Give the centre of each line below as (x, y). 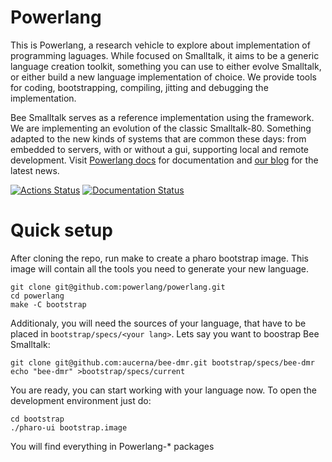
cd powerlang (37, 296)
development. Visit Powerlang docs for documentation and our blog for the (164, 160)
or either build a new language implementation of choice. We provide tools (163, 77)
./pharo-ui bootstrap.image (69, 427)
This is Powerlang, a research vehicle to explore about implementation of (160, 45)
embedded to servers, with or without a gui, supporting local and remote (160, 149)
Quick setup (61, 230)
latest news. (35, 170)
